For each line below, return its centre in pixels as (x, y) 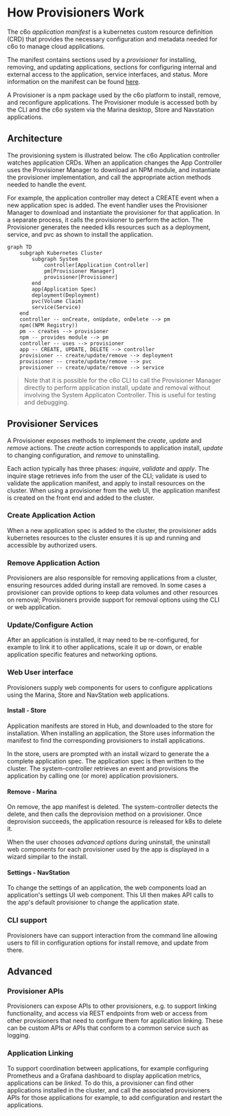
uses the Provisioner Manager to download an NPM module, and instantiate (114, 169)
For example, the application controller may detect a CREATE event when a (113, 198)
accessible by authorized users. (52, 545)
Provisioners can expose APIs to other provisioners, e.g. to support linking (112, 1006)
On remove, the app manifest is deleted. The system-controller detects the (113, 807)
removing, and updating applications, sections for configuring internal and (112, 67)
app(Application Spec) (64, 289)
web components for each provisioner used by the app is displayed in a (108, 850)
